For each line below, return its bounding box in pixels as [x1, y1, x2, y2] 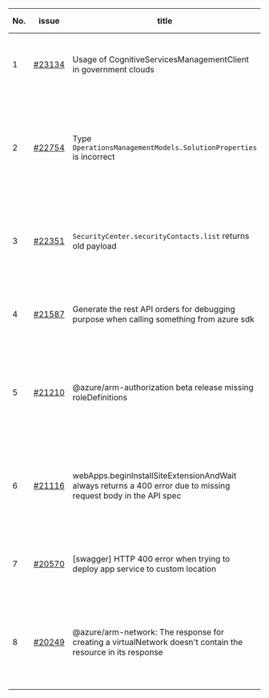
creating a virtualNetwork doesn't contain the [72, 637, 243, 647]
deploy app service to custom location [72, 563, 217, 574]
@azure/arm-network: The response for [72, 627, 224, 637]
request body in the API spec [72, 490, 182, 501]
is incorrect [72, 152, 115, 162]
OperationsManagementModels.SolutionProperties [72, 144, 258, 152]
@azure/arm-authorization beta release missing [72, 382, 254, 392]
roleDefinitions [72, 392, 128, 403]
